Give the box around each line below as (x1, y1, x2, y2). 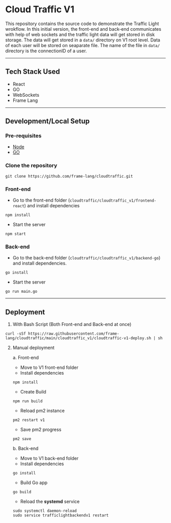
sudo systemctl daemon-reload (12, 508, 77, 514)
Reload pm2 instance (20, 408, 65, 414)
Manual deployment (12, 344, 55, 351)
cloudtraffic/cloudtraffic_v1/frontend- (69, 198, 157, 203)
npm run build (12, 399, 43, 404)
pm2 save (12, 437, 32, 442)
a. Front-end (12, 355, 39, 361)
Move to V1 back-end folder (20, 455, 79, 462)
